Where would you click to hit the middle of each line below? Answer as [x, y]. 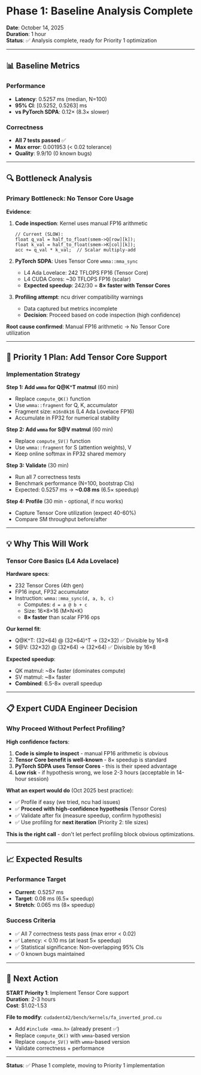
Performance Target [36, 879]
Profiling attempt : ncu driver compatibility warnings [79, 297]
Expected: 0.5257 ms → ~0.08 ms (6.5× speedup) [77, 490]
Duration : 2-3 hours [31, 999]
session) [38, 779]
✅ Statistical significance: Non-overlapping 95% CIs [79, 947]
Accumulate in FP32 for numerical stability [67, 418]
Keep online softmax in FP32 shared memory [70, 454]
